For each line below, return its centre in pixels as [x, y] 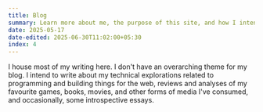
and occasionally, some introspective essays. [81, 100]
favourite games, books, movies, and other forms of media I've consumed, [128, 92]
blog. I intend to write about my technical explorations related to [111, 75]
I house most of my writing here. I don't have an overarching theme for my [128, 67]
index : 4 [22, 45]
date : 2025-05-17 [36, 30]
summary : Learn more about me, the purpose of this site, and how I [122, 23]
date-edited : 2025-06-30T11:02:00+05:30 [75, 37]
